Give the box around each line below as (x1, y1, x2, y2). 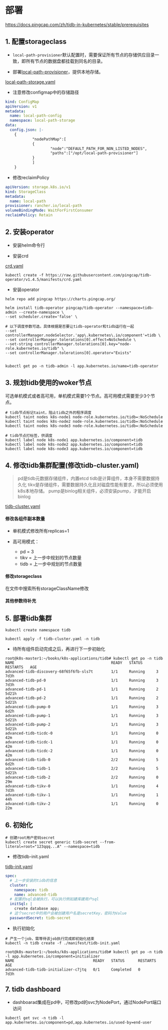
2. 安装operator (5, 228, 54, 237)
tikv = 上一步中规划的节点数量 (20, 554, 82, 560)
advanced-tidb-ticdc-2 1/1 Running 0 (5, 749, 158, 754)
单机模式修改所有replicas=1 (12, 528, 69, 534)
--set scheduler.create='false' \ (5, 314, 78, 319)
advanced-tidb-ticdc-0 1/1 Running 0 (5, 731, 158, 736)
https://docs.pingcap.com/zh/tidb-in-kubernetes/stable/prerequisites (5, 21, 149, 28)
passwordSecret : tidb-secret (10, 915, 71, 920)
